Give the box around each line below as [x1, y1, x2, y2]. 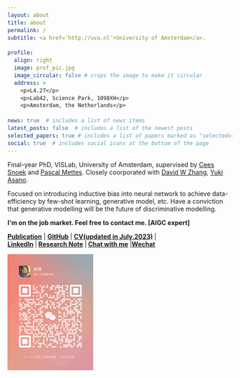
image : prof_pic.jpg [14, 64, 75, 71]
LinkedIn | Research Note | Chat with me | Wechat [7, 239, 156, 248]
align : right [14, 57, 53, 64]
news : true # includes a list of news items [7, 117, 145, 124]
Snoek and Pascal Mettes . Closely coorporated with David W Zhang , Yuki [7, 168, 224, 176]
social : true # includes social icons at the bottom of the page [7, 139, 209, 146]
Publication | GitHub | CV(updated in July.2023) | [7, 232, 157, 241]
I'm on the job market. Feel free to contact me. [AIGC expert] [7, 218, 191, 227]
